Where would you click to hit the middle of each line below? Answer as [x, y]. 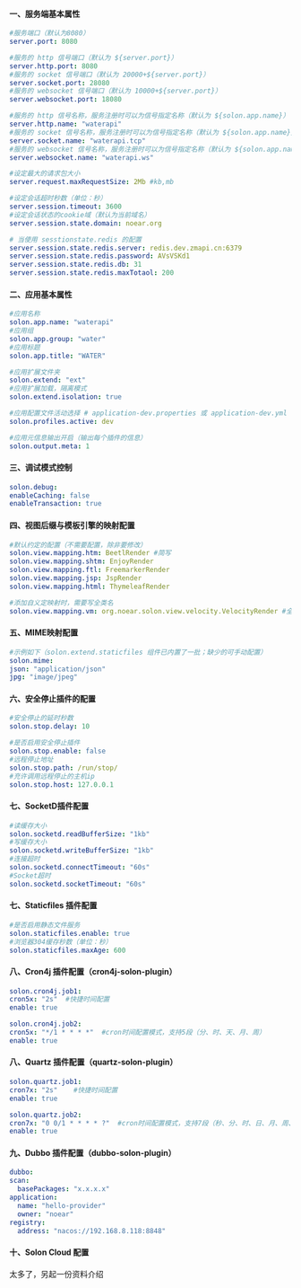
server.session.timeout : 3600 [66, 207]
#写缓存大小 [28, 842]
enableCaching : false [50, 495]
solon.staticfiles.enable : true [69, 933]
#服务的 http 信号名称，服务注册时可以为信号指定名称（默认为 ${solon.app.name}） [150, 116]
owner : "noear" [46, 1214]
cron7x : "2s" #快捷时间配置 [64, 1090]
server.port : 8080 [43, 42]
